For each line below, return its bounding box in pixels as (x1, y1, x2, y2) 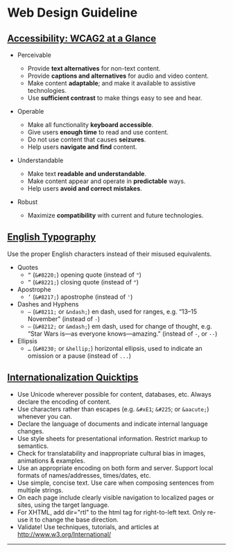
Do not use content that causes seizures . (27, 135, 146, 144)
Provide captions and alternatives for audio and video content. (27, 71, 209, 80)
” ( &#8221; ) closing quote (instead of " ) (27, 277, 139, 286)
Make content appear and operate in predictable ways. (27, 177, 186, 185)
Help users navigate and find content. (27, 143, 137, 150)
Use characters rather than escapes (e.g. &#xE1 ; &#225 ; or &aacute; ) (17, 404, 209, 413)
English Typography (7, 231, 96, 243)
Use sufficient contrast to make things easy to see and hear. (27, 94, 202, 102)
